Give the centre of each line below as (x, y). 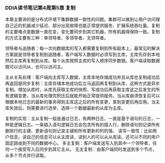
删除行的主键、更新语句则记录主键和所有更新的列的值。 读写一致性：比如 (79, 131)
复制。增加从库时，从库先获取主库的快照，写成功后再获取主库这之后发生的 (80, 90)
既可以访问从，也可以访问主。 (35, 67)
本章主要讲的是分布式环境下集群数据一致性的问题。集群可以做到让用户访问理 (82, 19)
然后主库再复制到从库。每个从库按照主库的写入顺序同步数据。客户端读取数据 (82, 61)
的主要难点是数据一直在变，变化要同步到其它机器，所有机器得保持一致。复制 (82, 32)
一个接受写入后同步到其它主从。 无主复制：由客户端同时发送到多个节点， (83, 149)
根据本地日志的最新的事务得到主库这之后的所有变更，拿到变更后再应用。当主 (82, 102)
